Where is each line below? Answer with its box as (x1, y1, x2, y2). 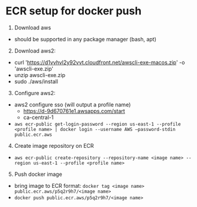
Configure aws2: (14, 89, 56, 96)
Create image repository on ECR (14, 142, 94, 149)
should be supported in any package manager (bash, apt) (14, 35, 157, 42)
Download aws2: (14, 47, 56, 54)
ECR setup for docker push (5, 4, 142, 18)
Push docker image (14, 171, 62, 178)
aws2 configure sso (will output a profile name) (14, 101, 131, 108)
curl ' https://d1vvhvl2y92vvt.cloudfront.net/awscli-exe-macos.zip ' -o (14, 59, 185, 66)
